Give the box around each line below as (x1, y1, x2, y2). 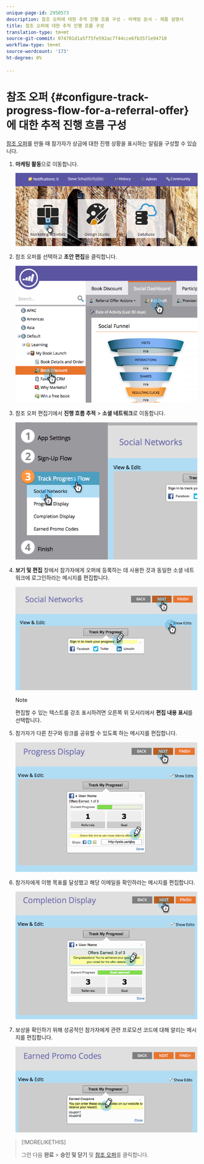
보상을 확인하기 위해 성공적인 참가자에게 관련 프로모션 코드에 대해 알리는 (15, 1026, 186, 1034)
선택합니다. (15, 716, 42, 723)
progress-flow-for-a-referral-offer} (6, 104, 189, 117)
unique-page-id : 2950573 (6, 10, 69, 16)
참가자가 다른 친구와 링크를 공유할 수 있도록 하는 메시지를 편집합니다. (15, 729, 177, 737)
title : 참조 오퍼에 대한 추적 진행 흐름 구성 (6, 23, 104, 29)
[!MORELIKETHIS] (21, 1138, 66, 1146)
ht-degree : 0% (6, 55, 42, 61)
